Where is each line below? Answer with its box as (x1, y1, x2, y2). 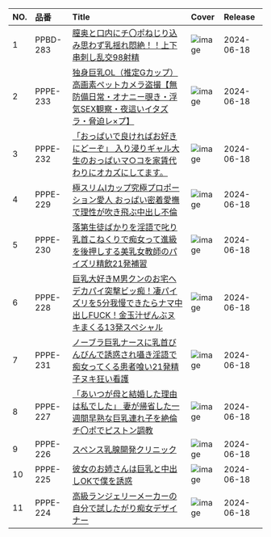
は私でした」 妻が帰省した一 (72, 400, 180, 412)
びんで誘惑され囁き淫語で (80, 349, 177, 360)
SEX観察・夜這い (80, 104, 145, 114)
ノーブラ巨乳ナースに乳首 (72, 337, 169, 348)
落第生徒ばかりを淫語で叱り (72, 222, 178, 233)
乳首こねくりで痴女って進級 (72, 234, 177, 245)
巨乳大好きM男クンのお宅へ (72, 273, 177, 284)
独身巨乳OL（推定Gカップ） (72, 67, 179, 78)
